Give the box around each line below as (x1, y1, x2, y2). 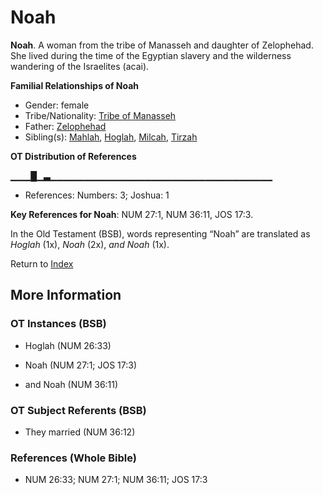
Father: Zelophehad (24, 120, 107, 132)
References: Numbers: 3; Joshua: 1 (24, 189, 170, 201)
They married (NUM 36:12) (24, 426, 136, 438)
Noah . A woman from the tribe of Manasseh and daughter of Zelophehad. (10, 39, 314, 51)
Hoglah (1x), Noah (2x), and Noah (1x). (10, 238, 170, 250)
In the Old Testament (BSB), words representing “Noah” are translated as (10, 227, 311, 240)
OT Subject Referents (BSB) (10, 403, 147, 417)
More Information (10, 287, 122, 304)
